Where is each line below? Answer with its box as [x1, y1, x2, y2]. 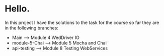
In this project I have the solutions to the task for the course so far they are [5, 19, 159, 25]
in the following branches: [5, 24, 59, 30]
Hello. [5, 3, 30, 14]
